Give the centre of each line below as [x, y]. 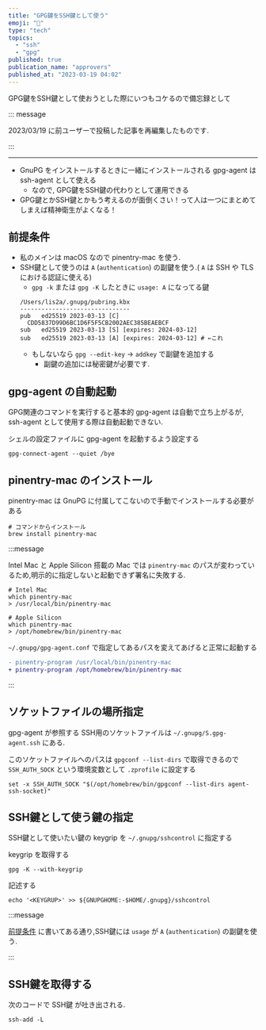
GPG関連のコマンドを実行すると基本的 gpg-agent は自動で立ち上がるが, [126, 412]
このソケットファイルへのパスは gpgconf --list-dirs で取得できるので [123, 759]
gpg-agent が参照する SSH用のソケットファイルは [90, 732]
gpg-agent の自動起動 [63, 391]
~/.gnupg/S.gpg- [200, 733]
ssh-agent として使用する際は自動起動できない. [86, 422]
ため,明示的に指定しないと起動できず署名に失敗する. [100, 575]
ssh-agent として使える [58, 180]
